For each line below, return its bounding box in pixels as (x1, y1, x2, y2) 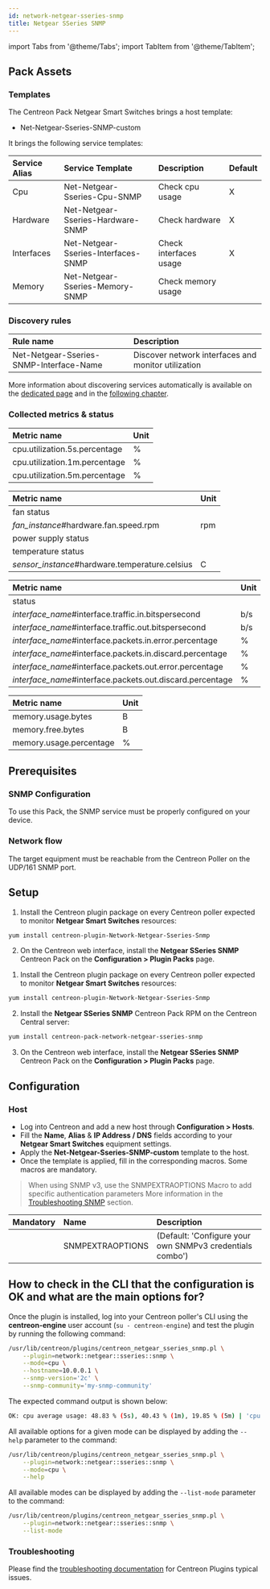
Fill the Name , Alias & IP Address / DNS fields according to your (19, 1130, 233, 1140)
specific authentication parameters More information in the (27, 1189, 223, 1198)
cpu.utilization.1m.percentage (12, 456, 126, 467)
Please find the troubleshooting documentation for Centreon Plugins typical (8, 1564, 259, 1574)
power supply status (12, 533, 90, 544)
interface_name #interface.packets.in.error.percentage (12, 634, 219, 645)
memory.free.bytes (12, 724, 84, 735)
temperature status (12, 546, 84, 557)
